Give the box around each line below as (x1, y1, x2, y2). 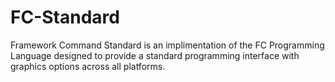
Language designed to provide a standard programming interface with (10, 49, 300, 61)
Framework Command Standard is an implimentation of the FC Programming (10, 39, 325, 51)
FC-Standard (10, 6, 120, 29)
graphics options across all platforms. (10, 60, 166, 72)
